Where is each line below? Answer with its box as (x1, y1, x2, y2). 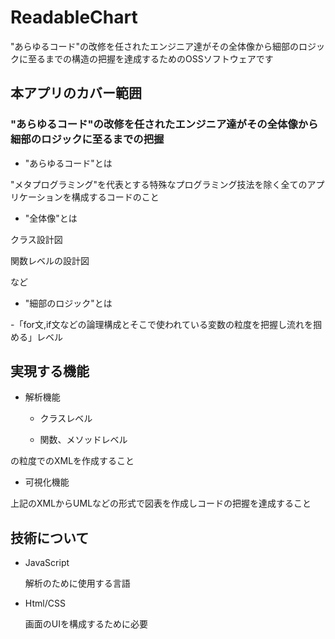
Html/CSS (24, 597, 66, 610)
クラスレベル (39, 412, 93, 425)
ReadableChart (10, 6, 138, 29)
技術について (10, 529, 90, 546)
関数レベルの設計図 (10, 254, 90, 266)
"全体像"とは (24, 212, 78, 224)
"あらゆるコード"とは (24, 157, 113, 169)
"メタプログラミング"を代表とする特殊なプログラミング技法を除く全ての (10, 178, 308, 190)
